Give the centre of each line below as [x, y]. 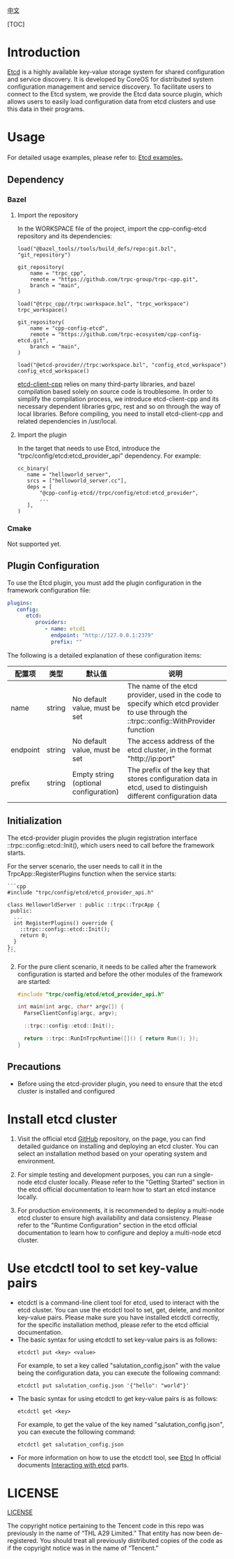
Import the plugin [42, 435]
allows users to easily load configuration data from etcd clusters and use [111, 101]
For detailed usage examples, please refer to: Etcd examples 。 [97, 157]
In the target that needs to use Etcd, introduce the [88, 448]
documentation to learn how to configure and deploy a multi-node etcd [119, 1233]
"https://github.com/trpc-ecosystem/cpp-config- [130, 334]
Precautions [34, 1067]
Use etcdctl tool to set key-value [103, 1268]
